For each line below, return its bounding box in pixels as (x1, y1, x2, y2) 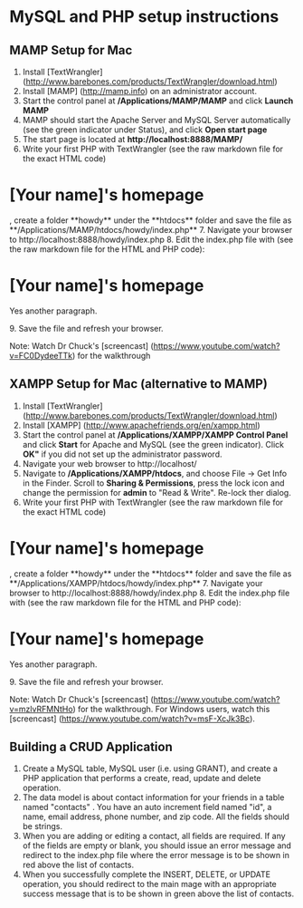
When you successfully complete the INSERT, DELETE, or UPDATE (22, 869, 271, 880)
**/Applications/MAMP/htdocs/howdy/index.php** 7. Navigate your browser (9, 224, 293, 235)
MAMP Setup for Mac (9, 43, 133, 58)
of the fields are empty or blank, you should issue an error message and (22, 840, 292, 851)
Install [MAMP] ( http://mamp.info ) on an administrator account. (22, 86, 258, 96)
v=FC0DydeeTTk (9, 350, 73, 361)
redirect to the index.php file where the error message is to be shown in (22, 850, 289, 861)
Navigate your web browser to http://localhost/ (22, 458, 197, 468)
